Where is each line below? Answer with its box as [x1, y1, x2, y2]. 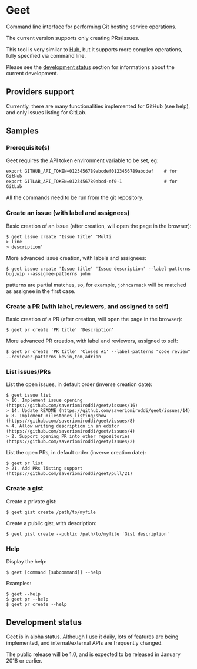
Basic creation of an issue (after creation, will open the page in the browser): [6, 222, 192, 229]
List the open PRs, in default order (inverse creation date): [6, 449, 146, 456]
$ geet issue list [6, 393, 51, 398]
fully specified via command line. [6, 52, 86, 59]
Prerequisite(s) [6, 144, 50, 152]
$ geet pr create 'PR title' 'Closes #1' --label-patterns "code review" [6, 349, 191, 355]
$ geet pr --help [6, 596, 49, 602]
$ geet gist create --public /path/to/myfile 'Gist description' [6, 531, 169, 537]
